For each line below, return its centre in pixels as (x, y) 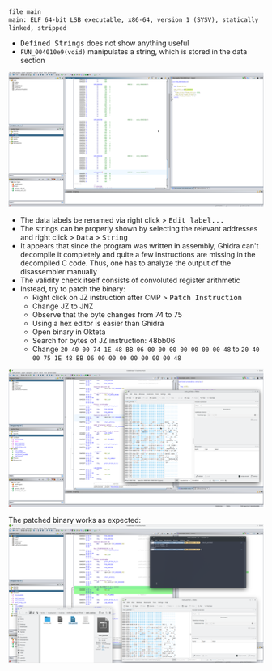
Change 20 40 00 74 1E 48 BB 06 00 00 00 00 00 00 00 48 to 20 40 (146, 349)
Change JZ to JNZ (63, 306)
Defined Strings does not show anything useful (104, 43)
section (32, 60)
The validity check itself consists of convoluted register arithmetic (130, 280)
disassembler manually (58, 271)
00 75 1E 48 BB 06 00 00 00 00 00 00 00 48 (107, 358)
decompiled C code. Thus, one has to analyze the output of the (125, 263)
